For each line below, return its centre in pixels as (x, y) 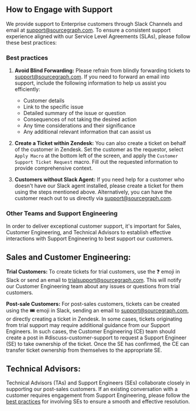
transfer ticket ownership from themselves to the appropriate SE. (84, 350)
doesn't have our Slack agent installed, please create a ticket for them (99, 186)
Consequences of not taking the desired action (80, 119)
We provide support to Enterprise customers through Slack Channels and (94, 23)
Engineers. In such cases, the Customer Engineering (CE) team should (91, 332)
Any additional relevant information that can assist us (87, 132)
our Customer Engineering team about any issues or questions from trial (93, 287)
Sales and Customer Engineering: (68, 257)
